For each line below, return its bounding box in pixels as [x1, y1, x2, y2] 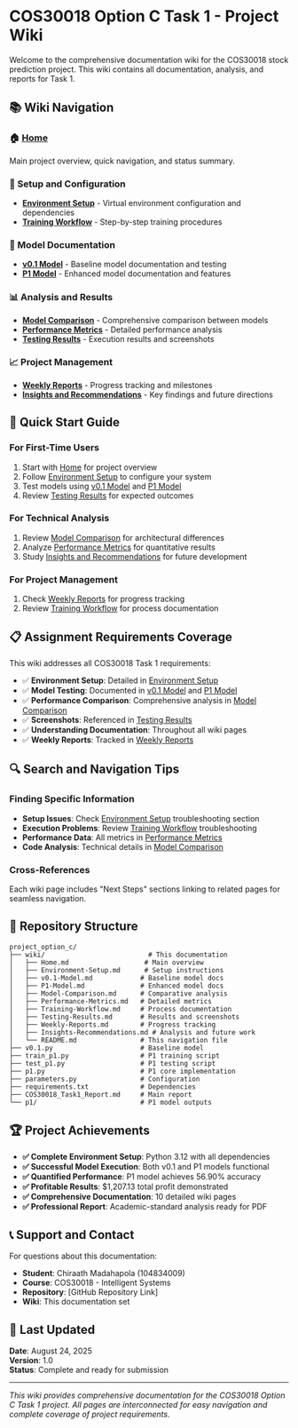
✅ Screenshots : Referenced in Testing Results [21, 714, 192, 725]
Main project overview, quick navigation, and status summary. [9, 155, 235, 166]
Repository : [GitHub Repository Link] [21, 1287, 159, 1297]
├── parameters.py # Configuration [9, 1075, 200, 1083]
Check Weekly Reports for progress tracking [21, 593, 185, 605]
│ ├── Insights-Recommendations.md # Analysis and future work [9, 1027, 255, 1036]
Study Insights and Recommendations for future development [21, 551, 247, 561]
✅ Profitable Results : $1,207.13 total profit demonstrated [21, 1181, 229, 1192]
